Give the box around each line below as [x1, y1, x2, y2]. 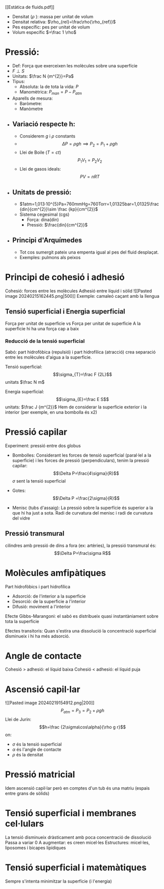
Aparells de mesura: [12, 95, 53, 101]
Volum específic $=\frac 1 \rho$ [12, 29, 77, 35]
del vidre [12, 515, 30, 521]
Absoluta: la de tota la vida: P [19, 84, 79, 89]
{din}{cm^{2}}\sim [19, 206, 56, 212]
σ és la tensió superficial [12, 742, 62, 747]
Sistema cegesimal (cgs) [19, 211, 70, 217]
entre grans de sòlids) [5, 791, 50, 797]
